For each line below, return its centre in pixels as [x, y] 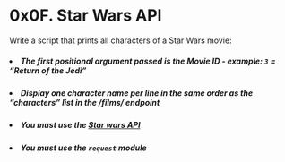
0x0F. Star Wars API [86, 16]
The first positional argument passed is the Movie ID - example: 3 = [148, 61]
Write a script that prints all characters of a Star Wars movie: [121, 40]
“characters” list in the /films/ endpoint [85, 102]
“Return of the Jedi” [48, 70]
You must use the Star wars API [81, 125]
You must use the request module [84, 148]
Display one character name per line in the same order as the [137, 93]
